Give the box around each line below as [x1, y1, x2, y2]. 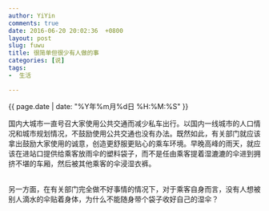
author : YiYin [8, 11, 56, 20]
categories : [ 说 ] [8, 57, 66, 65]
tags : [8, 64, 26, 72]
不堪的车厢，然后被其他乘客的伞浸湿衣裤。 [14, 158, 156, 168]
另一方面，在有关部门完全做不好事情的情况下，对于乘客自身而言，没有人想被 [8, 184, 261, 193]
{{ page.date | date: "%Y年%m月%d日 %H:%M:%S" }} [8, 101, 189, 111]
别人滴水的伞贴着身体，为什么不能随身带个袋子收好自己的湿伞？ [8, 194, 219, 204]
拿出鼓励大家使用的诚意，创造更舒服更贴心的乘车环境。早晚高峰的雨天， [8, 138, 247, 148]
